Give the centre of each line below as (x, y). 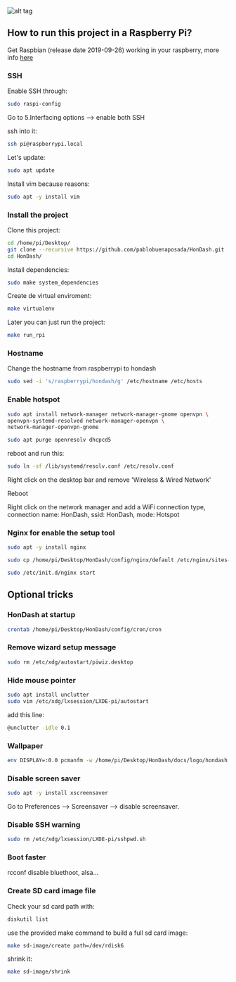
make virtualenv (31, 309)
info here (20, 57)
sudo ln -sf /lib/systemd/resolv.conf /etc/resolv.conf (91, 466)
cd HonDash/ (25, 256)
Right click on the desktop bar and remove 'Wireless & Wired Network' (109, 480)
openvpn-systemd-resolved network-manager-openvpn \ (86, 421)
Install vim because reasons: (48, 184)
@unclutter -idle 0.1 (39, 728)
